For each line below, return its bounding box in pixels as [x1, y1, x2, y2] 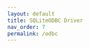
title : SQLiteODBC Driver [7, 17, 83, 24]
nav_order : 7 [7, 23, 46, 30]
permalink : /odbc [7, 30, 58, 37]
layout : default [7, 10, 55, 18]
